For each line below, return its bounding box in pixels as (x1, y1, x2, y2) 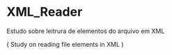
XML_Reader (6, 4, 83, 20)
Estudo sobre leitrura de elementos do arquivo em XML (6, 27, 165, 35)
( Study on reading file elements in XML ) (6, 40, 124, 48)
